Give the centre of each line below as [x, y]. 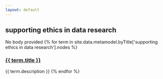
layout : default [22, 10]
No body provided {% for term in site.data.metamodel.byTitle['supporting [81, 42]
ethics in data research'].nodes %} [42, 47]
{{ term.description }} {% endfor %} [43, 71]
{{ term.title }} [23, 60]
